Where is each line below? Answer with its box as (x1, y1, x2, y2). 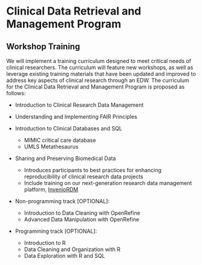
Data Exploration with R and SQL (24, 252, 105, 259)
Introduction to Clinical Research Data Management (15, 101, 144, 109)
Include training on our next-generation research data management (24, 179, 192, 186)
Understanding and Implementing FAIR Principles (15, 113, 137, 120)
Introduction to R (24, 240, 66, 246)
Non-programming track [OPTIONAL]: (15, 198, 110, 204)
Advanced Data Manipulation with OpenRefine (24, 216, 140, 223)
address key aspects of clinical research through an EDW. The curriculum (6, 77, 189, 84)
